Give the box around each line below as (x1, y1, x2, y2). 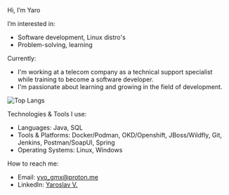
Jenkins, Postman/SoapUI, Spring (17, 138, 115, 147)
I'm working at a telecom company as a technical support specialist (17, 68, 213, 76)
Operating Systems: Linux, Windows (17, 146, 123, 154)
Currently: (7, 54, 37, 62)
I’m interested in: (7, 20, 55, 27)
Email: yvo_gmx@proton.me (17, 173, 98, 181)
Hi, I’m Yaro (7, 6, 41, 14)
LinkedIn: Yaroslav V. (17, 180, 78, 189)
